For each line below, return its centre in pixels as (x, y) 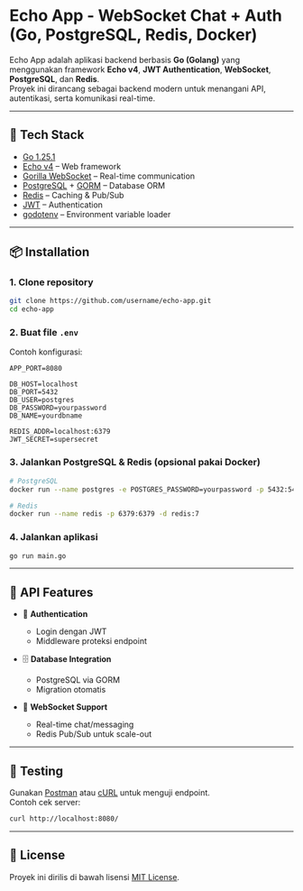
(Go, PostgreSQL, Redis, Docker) (133, 35)
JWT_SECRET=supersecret (54, 440)
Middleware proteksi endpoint (91, 641)
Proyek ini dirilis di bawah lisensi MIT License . (95, 877)
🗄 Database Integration (67, 659)
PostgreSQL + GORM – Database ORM (94, 185)
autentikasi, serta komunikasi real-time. (83, 98)
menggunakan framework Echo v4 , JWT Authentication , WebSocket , (140, 69)
